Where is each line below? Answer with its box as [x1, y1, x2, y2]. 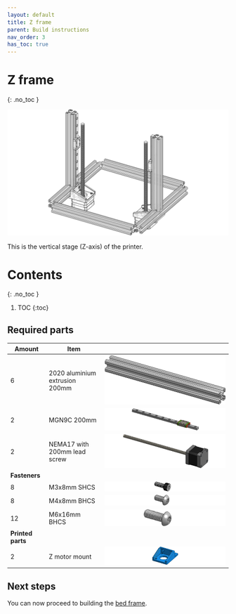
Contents [7, 267, 63, 282]
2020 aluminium [48, 369, 97, 377]
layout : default [7, 11, 55, 18]
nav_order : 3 [7, 34, 46, 41]
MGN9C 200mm [48, 415, 97, 424]
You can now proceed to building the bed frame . [7, 599, 147, 608]
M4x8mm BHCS [48, 497, 96, 505]
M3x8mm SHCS [48, 483, 96, 491]
